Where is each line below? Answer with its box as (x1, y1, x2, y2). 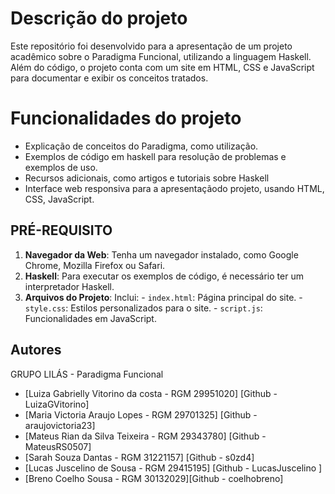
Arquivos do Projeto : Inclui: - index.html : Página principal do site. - (24, 291, 303, 303)
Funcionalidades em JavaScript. (24, 312, 157, 324)
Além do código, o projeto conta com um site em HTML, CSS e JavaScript (10, 61, 315, 73)
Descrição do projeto (10, 7, 188, 30)
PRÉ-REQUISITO (10, 222, 113, 239)
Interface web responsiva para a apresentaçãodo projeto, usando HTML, (24, 182, 325, 194)
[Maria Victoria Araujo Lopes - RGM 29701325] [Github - (24, 408, 258, 421)
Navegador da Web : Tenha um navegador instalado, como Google (24, 248, 299, 261)
